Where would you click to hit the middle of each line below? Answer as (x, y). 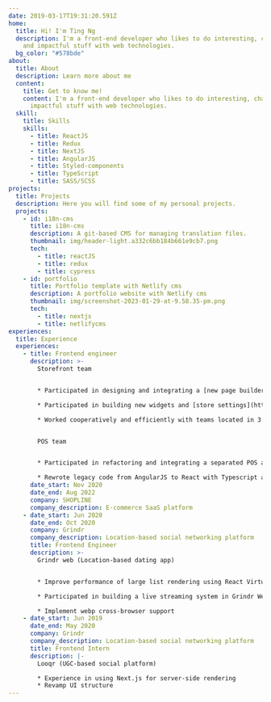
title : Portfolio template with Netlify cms (106, 286)
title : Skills (46, 121)
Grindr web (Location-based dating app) (106, 560)
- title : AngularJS (62, 158)
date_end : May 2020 (62, 626)
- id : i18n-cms (48, 219)
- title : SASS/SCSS (62, 181)
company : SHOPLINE (60, 500)
